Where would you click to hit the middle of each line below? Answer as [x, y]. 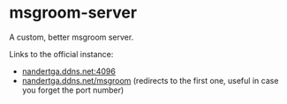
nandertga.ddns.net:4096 [69, 71]
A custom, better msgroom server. [72, 37]
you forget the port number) [73, 90]
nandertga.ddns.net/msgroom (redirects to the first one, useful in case [150, 80]
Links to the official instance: [61, 54]
